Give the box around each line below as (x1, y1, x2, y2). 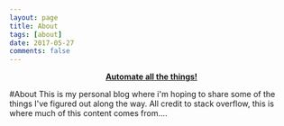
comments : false (9, 47, 70, 56)
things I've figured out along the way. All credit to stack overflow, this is (9, 98, 275, 109)
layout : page (9, 13, 59, 22)
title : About (9, 22, 59, 31)
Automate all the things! (105, 71, 198, 82)
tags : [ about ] (9, 30, 63, 39)
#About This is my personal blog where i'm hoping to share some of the (9, 89, 276, 100)
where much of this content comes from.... (9, 108, 169, 119)
